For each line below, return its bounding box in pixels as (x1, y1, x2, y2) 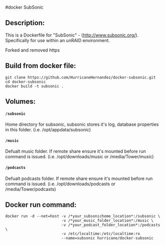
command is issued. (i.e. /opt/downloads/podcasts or (5, 180, 116, 187)
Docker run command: (5, 200, 77, 209)
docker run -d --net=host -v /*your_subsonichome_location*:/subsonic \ (5, 214, 160, 219)
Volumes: (5, 97, 36, 106)
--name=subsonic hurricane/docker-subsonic (61, 235, 154, 241)
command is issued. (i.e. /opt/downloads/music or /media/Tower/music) (5, 154, 154, 160)
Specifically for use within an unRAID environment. (5, 37, 110, 43)
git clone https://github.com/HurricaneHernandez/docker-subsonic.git (5, 75, 156, 80)
